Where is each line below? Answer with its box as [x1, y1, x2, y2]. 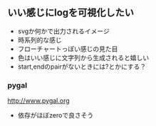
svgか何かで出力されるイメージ [17, 27, 110, 35]
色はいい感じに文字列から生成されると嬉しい [17, 53, 150, 62]
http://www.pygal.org [7, 96, 70, 105]
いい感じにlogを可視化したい [7, 6, 134, 19]
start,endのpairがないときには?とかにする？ [17, 62, 147, 71]
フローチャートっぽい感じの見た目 [17, 45, 118, 53]
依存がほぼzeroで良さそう [17, 111, 94, 120]
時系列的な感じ [17, 35, 62, 44]
